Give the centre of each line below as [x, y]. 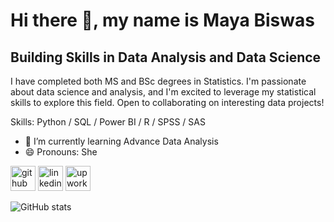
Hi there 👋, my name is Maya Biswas [162, 20]
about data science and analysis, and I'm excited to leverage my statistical [163, 92]
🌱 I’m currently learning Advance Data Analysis [121, 141]
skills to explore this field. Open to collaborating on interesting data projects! [167, 102]
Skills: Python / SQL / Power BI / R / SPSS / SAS [108, 122]
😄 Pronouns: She [61, 152]
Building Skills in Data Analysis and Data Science [166, 57]
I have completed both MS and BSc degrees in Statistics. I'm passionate [158, 81]
